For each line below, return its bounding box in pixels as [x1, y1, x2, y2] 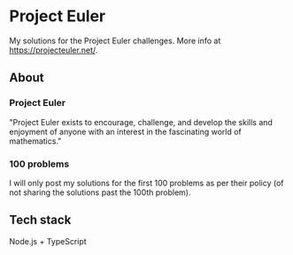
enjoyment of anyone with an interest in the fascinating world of [9, 126, 242, 137]
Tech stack [9, 213, 72, 228]
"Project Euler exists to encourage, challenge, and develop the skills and [9, 116, 273, 127]
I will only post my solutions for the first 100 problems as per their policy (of [9, 177, 285, 188]
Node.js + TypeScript [9, 236, 87, 246]
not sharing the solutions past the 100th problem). [9, 187, 192, 198]
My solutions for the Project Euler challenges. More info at [9, 35, 221, 46]
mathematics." [9, 135, 62, 146]
